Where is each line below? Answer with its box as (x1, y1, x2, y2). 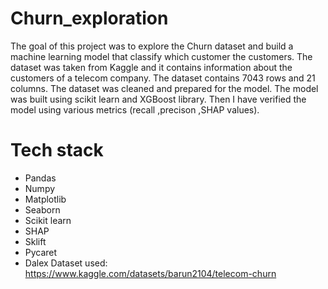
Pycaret (24, 246, 58, 258)
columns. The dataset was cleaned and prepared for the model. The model (10, 82, 319, 94)
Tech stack (10, 139, 104, 162)
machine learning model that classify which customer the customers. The (10, 50, 313, 62)
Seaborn (24, 203, 61, 216)
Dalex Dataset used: (24, 257, 108, 269)
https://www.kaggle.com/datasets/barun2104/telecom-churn (24, 267, 277, 279)
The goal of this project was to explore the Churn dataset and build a (10, 40, 294, 52)
